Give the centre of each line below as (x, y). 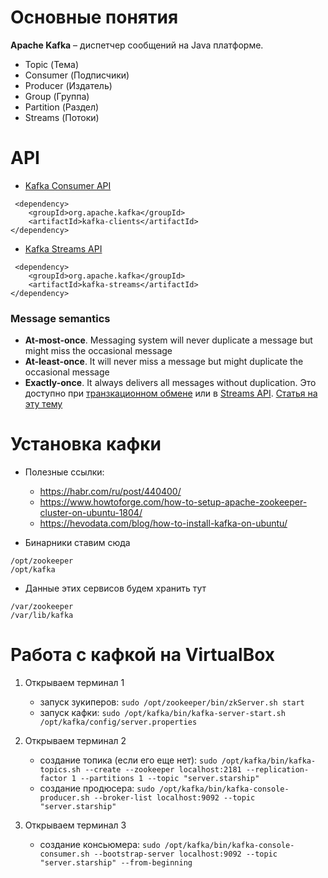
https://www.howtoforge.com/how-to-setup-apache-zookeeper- (173, 502)
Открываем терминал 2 (75, 741)
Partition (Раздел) (62, 107)
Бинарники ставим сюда (77, 543)
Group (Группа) (57, 96)
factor (53, 779)
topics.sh (60, 770)
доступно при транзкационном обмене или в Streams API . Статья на (171, 393)
